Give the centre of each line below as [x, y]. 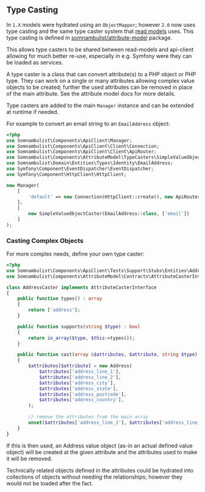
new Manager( [23, 185]
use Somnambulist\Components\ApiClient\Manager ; [69, 140]
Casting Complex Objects [45, 241]
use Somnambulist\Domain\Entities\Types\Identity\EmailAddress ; [90, 163]
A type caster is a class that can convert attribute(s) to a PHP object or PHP [101, 74]
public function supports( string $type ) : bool [79, 326]
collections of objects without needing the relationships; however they [95, 477]
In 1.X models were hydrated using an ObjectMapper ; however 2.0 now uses [101, 24]
